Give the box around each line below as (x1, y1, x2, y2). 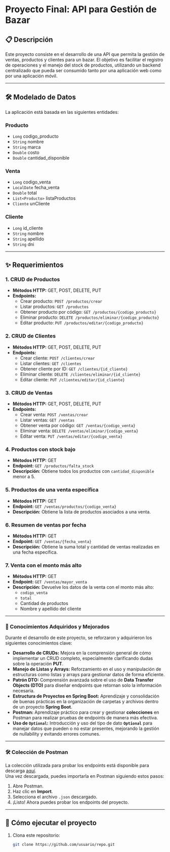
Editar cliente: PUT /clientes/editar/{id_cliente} (20, 376, 125, 382)
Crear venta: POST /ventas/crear (20, 411, 89, 417)
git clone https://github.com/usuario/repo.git (12, 842, 115, 847)
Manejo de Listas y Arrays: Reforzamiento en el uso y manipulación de (12, 666, 161, 672)
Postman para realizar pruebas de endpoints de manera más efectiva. (12, 715, 158, 721)
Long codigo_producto (12, 133, 59, 139)
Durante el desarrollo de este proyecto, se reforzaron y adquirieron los (5, 634, 152, 641)
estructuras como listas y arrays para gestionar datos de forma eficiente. (12, 672, 165, 678)
